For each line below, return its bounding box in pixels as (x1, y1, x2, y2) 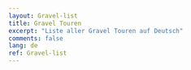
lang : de (8, 42, 38, 50)
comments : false (8, 34, 63, 43)
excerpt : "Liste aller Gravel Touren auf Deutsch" (8, 27, 184, 35)
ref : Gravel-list (8, 49, 67, 57)
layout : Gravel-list (8, 11, 79, 20)
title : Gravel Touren (8, 19, 82, 27)
